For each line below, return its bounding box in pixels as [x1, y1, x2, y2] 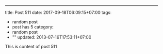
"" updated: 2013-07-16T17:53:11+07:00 [12, 34, 92, 40]
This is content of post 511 [5, 44, 57, 49]
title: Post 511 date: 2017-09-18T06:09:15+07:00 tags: [5, 10, 112, 15]
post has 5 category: [12, 24, 54, 29]
